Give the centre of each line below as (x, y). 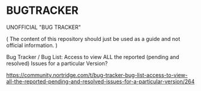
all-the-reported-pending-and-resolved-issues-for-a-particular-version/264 (100, 81)
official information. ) (32, 45)
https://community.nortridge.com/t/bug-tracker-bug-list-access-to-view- (97, 75)
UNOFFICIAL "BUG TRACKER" (43, 27)
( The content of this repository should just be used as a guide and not (93, 39)
